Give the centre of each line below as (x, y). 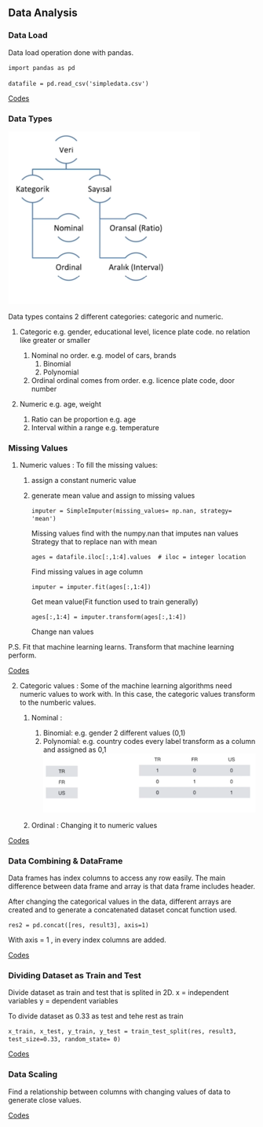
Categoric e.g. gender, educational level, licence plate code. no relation (135, 331)
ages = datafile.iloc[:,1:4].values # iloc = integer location (139, 558)
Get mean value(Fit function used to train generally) (115, 602)
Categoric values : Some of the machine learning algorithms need (126, 686)
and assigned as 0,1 (75, 749)
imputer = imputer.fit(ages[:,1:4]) (91, 587)
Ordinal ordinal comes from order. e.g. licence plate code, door (133, 380)
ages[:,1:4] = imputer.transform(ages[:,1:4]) (109, 617)
